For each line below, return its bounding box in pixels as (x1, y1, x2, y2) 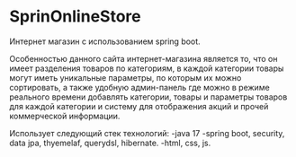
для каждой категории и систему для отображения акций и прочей (9, 100, 269, 111)
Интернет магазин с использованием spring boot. (9, 36, 201, 47)
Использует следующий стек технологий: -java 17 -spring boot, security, (9, 127, 285, 138)
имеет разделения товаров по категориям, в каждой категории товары (9, 63, 284, 74)
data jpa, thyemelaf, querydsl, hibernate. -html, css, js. (9, 137, 211, 148)
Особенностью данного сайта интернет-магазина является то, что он (9, 53, 278, 64)
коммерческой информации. (9, 110, 121, 121)
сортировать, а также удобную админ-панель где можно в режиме (9, 82, 270, 92)
